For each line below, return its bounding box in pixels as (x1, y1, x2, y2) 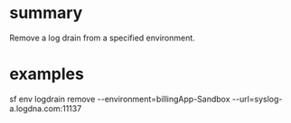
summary (9, 3, 83, 23)
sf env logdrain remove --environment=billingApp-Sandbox (9, 93, 230, 104)
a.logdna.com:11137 (9, 102, 82, 114)
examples (9, 64, 84, 84)
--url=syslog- (231, 93, 283, 104)
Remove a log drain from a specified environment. (9, 32, 196, 43)
